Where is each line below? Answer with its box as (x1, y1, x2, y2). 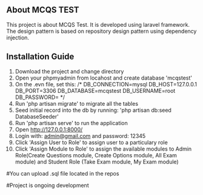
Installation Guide (6, 52, 75, 62)
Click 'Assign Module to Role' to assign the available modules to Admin (15, 145, 192, 152)
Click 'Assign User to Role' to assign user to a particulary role (15, 139, 168, 146)
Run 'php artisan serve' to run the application (15, 119, 128, 126)
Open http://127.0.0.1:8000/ (15, 126, 83, 133)
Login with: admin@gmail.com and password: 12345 (15, 132, 146, 139)
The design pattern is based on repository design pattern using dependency (6, 27, 197, 35)
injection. (6, 33, 29, 41)
